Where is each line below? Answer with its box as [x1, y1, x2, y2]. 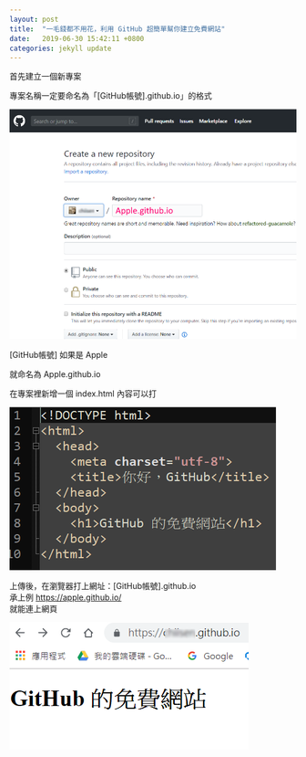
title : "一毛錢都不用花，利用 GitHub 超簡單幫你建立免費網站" [9, 24, 226, 34]
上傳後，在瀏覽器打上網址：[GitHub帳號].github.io [9, 580, 197, 591]
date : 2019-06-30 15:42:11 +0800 [9, 34, 145, 43]
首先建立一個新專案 [9, 71, 82, 82]
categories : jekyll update [9, 44, 112, 53]
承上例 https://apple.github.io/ [9, 592, 122, 603]
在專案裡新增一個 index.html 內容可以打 [9, 388, 158, 399]
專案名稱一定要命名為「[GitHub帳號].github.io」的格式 [9, 90, 212, 101]
